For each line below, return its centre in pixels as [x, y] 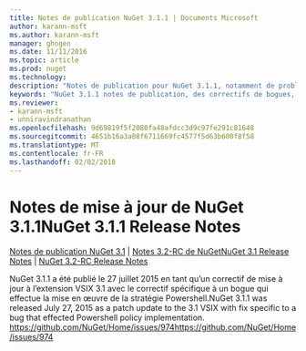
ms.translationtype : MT [55, 145]
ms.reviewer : [34, 103]
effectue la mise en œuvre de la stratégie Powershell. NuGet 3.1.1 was [138, 298]
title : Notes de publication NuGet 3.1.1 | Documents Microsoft [134, 18]
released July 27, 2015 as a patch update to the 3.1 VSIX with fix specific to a [153, 308]
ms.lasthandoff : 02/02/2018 [63, 162]
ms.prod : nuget [38, 69]
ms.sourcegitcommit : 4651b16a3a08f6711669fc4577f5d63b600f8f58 [132, 137]
